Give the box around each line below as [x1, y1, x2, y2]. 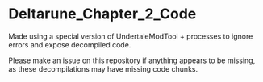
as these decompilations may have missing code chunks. [8, 64, 198, 73]
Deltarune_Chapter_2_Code [8, 5, 197, 23]
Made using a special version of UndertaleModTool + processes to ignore [8, 31, 253, 41]
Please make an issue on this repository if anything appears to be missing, [8, 55, 256, 65]
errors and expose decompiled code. [8, 39, 131, 49]
